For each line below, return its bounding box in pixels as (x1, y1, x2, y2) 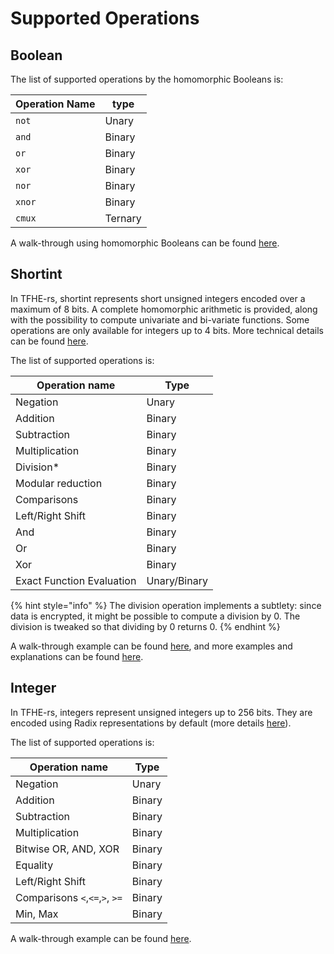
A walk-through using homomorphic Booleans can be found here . (10, 237, 280, 249)
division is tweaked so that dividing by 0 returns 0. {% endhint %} (10, 620, 281, 632)
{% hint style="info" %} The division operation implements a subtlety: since (10, 599, 322, 611)
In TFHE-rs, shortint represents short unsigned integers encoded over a (10, 292, 306, 304)
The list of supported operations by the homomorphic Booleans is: (10, 73, 284, 85)
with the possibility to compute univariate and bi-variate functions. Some (10, 313, 310, 326)
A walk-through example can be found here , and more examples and (10, 640, 293, 652)
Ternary (104, 212, 142, 225)
